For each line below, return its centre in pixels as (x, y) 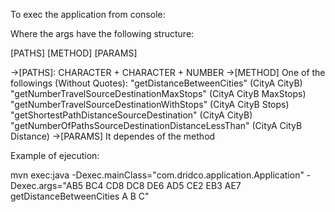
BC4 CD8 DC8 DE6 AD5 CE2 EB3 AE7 (163, 185)
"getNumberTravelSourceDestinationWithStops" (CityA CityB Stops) (150, 104)
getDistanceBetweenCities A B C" (80, 196)
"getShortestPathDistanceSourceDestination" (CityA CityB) (131, 115)
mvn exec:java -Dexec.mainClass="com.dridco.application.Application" (157, 175)
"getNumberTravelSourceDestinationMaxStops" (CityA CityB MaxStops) (158, 93)
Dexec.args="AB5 (47, 185)
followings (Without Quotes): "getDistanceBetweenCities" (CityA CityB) (156, 83)
